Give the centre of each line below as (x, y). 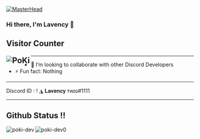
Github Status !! (36, 115)
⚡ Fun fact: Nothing (38, 72)
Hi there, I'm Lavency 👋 (40, 24)
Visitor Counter (35, 43)
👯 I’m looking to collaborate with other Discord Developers (102, 64)
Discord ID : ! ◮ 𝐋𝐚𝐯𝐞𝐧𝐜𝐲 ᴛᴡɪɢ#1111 (48, 91)
